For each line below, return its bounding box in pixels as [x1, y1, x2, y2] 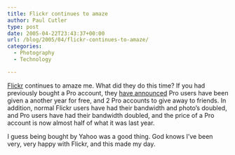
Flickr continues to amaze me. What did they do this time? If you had [7, 81, 206, 90]
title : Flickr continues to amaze [7, 10, 109, 18]
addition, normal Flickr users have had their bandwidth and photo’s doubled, [7, 103, 227, 112]
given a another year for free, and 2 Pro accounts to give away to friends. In [7, 96, 227, 105]
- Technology [13, 56, 52, 63]
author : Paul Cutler [7, 17, 68, 24]
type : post [7, 23, 39, 30]
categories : [7, 43, 42, 50]
